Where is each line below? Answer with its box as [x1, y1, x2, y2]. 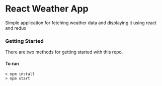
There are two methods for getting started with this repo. [5, 49, 123, 55]
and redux [5, 25, 27, 31]
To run [5, 60, 19, 66]
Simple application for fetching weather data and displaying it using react [5, 20, 157, 26]
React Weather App [5, 3, 89, 15]
